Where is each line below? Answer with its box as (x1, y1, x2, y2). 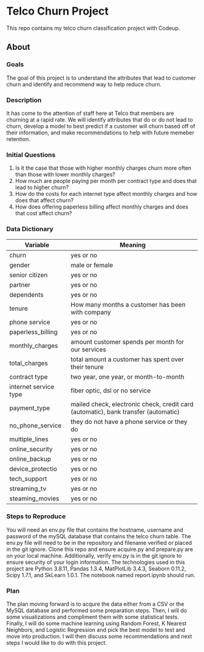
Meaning (119, 240, 146, 249)
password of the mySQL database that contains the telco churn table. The (6, 532, 191, 539)
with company (70, 308, 111, 316)
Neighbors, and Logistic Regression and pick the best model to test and (6, 626, 185, 634)
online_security (9, 445, 53, 453)
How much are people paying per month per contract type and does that (15, 178, 197, 185)
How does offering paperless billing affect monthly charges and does (15, 203, 189, 210)
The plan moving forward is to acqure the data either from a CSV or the (6, 600, 185, 608)
